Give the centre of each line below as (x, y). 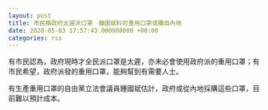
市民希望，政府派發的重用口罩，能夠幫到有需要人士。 (96, 72)
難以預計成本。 (39, 98)
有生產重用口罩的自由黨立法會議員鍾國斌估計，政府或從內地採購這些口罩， (130, 88)
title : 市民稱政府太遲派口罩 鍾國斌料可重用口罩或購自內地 (95, 23)
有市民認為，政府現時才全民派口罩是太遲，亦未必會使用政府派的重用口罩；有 (134, 61)
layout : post (30, 16)
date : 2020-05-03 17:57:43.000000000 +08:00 (83, 30)
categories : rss (35, 38)
